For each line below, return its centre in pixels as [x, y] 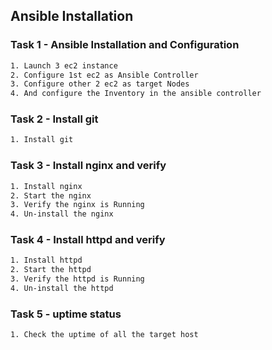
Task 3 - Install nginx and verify [88, 166]
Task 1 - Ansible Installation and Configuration [125, 45]
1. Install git [42, 140]
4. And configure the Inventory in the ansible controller [136, 94]
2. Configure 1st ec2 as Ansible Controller [104, 75]
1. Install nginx [46, 186]
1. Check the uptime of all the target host [104, 335]
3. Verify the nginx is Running [77, 205]
